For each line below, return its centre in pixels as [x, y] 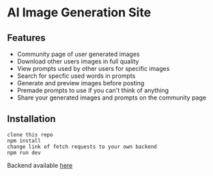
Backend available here [40, 165]
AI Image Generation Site [79, 13]
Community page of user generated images [78, 54]
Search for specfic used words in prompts [76, 76]
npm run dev [24, 152]
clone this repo [30, 134]
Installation [31, 119]
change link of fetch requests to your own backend [82, 147]
